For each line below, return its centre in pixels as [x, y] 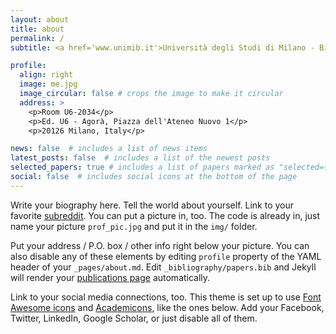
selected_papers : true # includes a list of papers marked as [142, 167]
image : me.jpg [48, 84]
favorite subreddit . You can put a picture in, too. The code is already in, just [165, 215]
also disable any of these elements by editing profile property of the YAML [166, 256]
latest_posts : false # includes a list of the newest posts [140, 158]
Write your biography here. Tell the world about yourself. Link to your [152, 205]
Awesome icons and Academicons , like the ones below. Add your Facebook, [167, 307]
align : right [46, 75]
